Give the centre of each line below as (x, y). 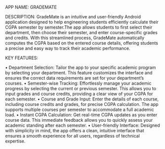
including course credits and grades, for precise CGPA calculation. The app (82, 104)
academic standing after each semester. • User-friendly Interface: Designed (83, 125)
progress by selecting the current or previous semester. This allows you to (81, 88)
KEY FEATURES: (22, 58)
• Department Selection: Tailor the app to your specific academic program (81, 67)
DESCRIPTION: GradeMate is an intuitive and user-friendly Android (73, 17)
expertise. (15, 141)
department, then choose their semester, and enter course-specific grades (82, 32)
